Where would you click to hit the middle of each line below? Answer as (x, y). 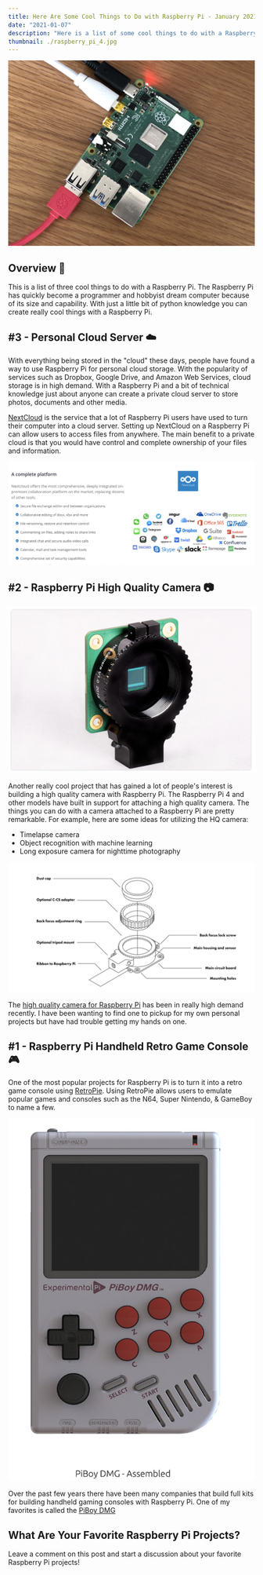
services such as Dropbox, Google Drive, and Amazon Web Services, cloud (130, 377)
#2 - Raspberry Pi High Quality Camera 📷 (111, 588)
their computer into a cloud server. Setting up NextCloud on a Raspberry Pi (129, 426)
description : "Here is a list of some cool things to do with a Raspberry (133, 33)
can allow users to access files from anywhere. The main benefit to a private (131, 434)
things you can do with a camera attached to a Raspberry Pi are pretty (121, 811)
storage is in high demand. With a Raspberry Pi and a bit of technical (119, 386)
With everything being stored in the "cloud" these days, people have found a (131, 360)
